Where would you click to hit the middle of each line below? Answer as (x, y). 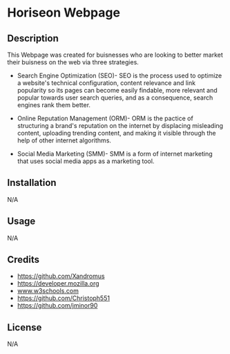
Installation (32, 183)
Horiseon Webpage (64, 13)
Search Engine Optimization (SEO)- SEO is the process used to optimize (119, 75)
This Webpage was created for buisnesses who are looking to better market (115, 55)
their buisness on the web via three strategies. (73, 62)
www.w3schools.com (48, 291)
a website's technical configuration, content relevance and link (106, 83)
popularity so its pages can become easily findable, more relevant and (117, 90)
